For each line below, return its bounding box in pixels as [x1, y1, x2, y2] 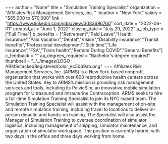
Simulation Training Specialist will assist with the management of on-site [5, 101, 155, 107]
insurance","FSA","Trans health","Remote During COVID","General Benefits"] [5, 47, 163, 53]
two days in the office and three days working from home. [5, 133, 126, 139]
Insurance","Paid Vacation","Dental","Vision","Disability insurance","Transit [5, 36, 159, 42]
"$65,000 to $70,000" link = [5, 15, 64, 21]
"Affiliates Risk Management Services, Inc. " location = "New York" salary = [5, 10, 162, 16]
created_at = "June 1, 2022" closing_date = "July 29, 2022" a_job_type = [13, 26, 164, 32]
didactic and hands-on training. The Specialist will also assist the [21, 112, 156, 118]
